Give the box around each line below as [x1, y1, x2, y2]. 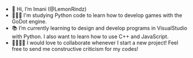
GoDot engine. [11, 18, 47, 25]
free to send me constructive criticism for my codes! [11, 46, 139, 52]
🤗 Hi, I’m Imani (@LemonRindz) [11, 6, 87, 12]
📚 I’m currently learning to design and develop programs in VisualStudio [11, 25, 188, 32]
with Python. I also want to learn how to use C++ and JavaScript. [11, 33, 169, 40]
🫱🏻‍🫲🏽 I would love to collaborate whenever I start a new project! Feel [11, 39, 179, 46]
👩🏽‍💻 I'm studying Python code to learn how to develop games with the [11, 12, 182, 19]
